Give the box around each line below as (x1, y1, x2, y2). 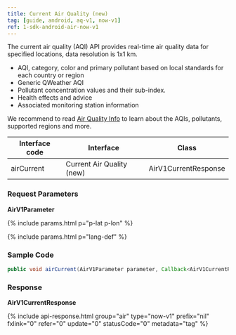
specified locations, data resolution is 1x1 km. (7, 50, 138, 58)
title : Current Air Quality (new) (7, 10, 109, 18)
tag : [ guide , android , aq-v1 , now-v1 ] (7, 17, 121, 24)
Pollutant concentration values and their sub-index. (17, 86, 166, 95)
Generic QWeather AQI (17, 79, 84, 87)
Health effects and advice (17, 93, 93, 102)
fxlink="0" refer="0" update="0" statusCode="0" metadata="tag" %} (7, 320, 209, 328)
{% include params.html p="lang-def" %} (7, 232, 128, 241)
